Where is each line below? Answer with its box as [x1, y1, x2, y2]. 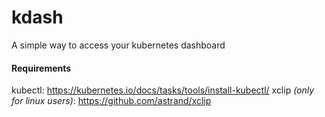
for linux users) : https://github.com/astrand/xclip [11, 95, 212, 107]
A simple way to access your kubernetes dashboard [11, 39, 226, 51]
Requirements [11, 62, 72, 74]
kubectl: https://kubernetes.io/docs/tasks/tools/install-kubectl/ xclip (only [11, 84, 315, 96]
